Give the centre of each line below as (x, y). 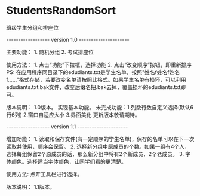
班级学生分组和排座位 (32, 27)
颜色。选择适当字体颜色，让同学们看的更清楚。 (69, 161)
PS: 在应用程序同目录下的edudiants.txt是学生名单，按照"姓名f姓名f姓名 (93, 72)
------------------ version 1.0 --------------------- (68, 39)
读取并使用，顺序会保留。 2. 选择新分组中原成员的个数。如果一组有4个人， (98, 146)
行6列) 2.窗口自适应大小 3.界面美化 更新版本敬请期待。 (73, 115)
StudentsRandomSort (61, 10)
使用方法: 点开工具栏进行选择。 (44, 174)
